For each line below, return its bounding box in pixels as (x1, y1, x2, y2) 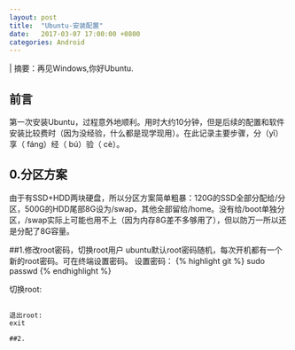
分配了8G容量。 (16, 225, 75, 236)
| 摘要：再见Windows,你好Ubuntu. (9, 63, 135, 74)
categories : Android (9, 37, 86, 47)
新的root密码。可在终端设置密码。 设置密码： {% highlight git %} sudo (9, 255, 266, 266)
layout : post (9, 12, 58, 22)
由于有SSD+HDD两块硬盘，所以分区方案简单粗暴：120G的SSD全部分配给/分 (9, 192, 286, 203)
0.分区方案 (9, 167, 68, 183)
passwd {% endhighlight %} (9, 265, 113, 276)
